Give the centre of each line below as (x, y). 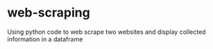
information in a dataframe (45, 39)
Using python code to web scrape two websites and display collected (106, 32)
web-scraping (49, 13)
